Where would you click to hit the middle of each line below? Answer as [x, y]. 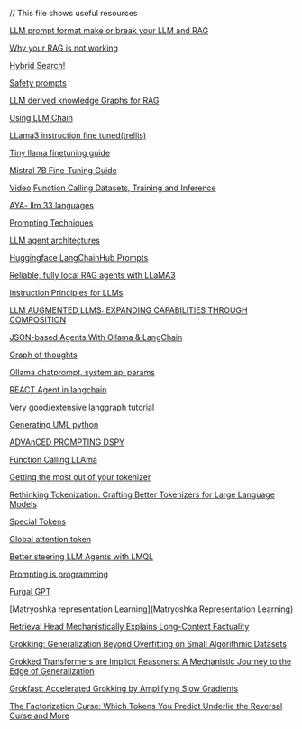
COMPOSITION [38, 320]
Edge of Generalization [52, 671]
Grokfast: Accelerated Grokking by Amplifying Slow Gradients [124, 688]
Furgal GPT [30, 591]
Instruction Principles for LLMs [66, 293]
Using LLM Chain [41, 118]
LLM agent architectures [55, 240]
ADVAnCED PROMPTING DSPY [67, 442]
